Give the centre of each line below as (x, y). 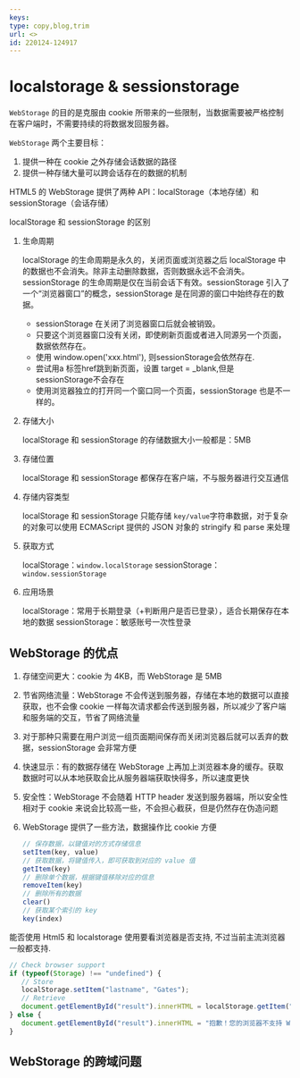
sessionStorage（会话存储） (62, 203)
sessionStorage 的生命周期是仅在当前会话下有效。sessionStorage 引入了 (156, 282)
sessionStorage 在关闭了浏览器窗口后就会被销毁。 (128, 324)
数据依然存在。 (63, 346)
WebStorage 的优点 (64, 653)
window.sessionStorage (64, 574)
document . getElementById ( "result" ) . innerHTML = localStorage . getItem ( (155, 1006)
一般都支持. (30, 947)
